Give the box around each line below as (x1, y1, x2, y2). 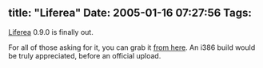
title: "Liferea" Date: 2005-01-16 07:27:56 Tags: (8, 6, 252, 20)
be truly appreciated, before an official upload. (8, 51, 161, 60)
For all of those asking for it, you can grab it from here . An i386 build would (8, 43, 256, 52)
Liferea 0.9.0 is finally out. (8, 27, 94, 36)
